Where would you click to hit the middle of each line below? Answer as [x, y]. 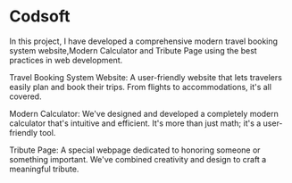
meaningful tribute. [44, 169]
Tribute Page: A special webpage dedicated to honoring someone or [135, 150]
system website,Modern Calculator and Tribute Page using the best [133, 50]
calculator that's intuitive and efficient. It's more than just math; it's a [135, 123]
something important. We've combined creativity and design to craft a [138, 159]
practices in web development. [66, 60]
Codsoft [40, 17]
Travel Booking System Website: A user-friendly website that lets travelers [146, 77]
